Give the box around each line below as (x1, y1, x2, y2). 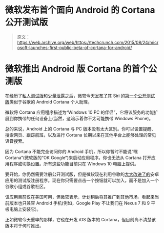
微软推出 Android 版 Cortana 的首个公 (5, 63, 157, 75)
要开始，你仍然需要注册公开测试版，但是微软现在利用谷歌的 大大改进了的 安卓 (5, 171, 159, 177)
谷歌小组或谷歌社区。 (5, 183, 48, 189)
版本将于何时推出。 (5, 223, 44, 229)
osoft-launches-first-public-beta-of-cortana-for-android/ (17, 45, 132, 51)
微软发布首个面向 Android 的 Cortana (5, 4, 155, 16)
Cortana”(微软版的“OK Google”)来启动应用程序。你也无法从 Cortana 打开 (5, 155, 151, 160)
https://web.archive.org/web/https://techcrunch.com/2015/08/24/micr (17, 39, 159, 45)
